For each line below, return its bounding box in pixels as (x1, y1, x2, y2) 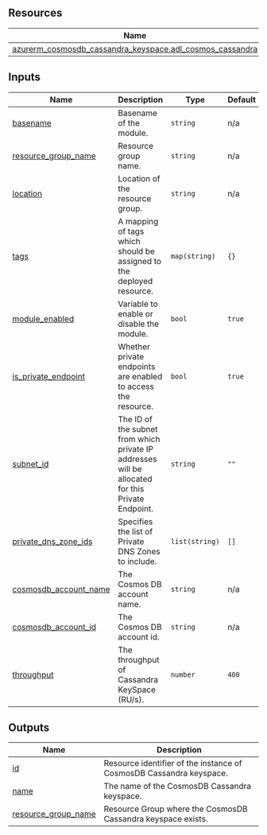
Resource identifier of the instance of (103, 758, 242, 769)
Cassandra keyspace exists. (103, 814, 208, 825)
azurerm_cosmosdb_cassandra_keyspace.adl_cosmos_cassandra (12, 43, 258, 54)
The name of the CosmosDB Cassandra (103, 781, 252, 792)
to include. (118, 556, 157, 567)
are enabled (118, 371, 163, 382)
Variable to (118, 298, 158, 309)
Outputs (8, 721, 50, 735)
